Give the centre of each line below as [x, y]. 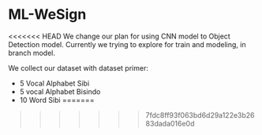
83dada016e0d [170, 123]
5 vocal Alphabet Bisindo [60, 91]
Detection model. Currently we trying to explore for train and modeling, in [127, 44]
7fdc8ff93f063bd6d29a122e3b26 [200, 115]
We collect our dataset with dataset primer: [78, 67]
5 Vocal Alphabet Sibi [54, 83]
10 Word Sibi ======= [57, 100]
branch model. [32, 53]
